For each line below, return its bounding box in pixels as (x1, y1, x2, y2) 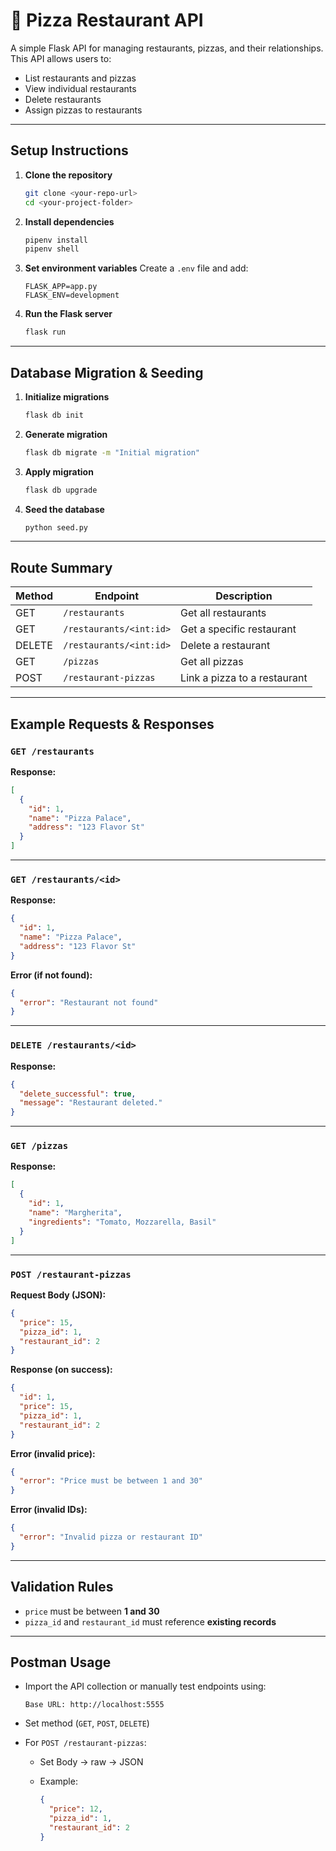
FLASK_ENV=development (24, 290, 120, 301)
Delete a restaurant (180, 639, 271, 653)
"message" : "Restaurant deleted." (19, 1098, 163, 1108)
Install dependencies (24, 215, 115, 228)
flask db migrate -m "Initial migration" (24, 447, 201, 458)
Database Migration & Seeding (10, 364, 204, 381)
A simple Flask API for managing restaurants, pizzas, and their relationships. (10, 42, 324, 54)
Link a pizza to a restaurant (180, 671, 308, 685)
